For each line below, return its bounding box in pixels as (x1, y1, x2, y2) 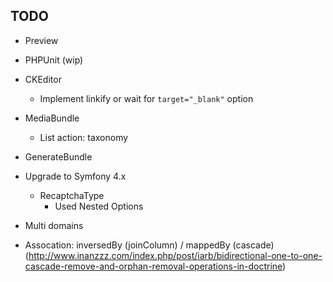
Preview (24, 34, 59, 46)
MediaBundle (24, 112, 80, 124)
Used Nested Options (54, 200, 144, 212)
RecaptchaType (39, 189, 105, 201)
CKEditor (24, 73, 62, 85)
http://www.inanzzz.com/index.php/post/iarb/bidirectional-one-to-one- (28, 249, 323, 261)
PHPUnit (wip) (24, 54, 84, 66)
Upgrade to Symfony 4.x (24, 170, 127, 182)
